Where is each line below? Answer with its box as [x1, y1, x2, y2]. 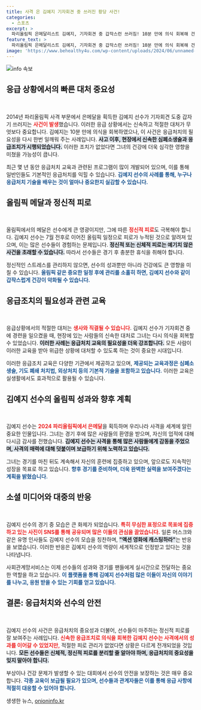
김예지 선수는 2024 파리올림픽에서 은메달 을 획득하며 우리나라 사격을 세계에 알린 [6, 423, 192, 430]
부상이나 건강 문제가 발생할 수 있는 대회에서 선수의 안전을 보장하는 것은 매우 [6, 669, 182, 676]
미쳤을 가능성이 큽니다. [6, 151, 59, 158]
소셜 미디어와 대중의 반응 [6, 492, 92, 502]
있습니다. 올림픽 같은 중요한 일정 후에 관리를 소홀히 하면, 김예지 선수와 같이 [19, 269, 190, 276]
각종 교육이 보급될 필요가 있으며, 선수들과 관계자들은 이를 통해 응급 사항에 [23, 676, 193, 684]
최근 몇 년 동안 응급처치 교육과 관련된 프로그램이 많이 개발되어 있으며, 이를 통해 [6, 163, 190, 170]
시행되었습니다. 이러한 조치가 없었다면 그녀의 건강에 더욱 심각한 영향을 [26, 143, 190, 150]
